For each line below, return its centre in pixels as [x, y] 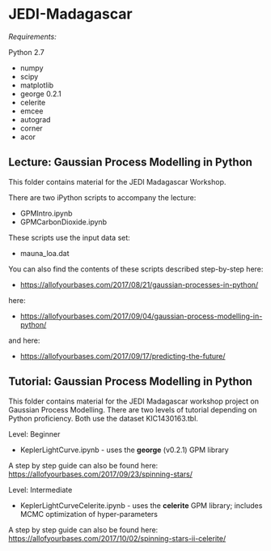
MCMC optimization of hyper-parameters [89, 514]
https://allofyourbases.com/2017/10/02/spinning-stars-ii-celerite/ [117, 538]
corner [31, 128]
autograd [35, 119]
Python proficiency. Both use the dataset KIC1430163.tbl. [103, 418]
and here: [24, 340]
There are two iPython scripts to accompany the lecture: [102, 197]
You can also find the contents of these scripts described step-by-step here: [136, 269]
